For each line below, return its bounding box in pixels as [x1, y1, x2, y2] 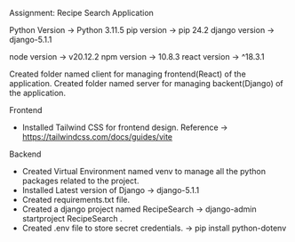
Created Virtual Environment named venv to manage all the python [21, 166, 267, 176]
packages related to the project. [21, 175, 140, 186]
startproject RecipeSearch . [21, 214, 123, 223]
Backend [9, 149, 42, 159]
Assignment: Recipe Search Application [9, 8, 154, 18]
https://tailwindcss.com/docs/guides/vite [21, 132, 173, 141]
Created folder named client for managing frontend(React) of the [9, 69, 246, 79]
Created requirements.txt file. [21, 195, 131, 205]
